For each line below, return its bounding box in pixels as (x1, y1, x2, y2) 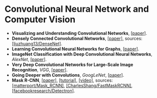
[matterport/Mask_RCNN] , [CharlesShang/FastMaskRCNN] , (11, 82, 133, 88)
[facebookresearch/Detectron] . (11, 88, 75, 94)
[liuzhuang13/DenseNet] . (11, 40, 63, 46)
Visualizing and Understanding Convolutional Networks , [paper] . (11, 30, 147, 36)
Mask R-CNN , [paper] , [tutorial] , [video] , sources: (11, 77, 113, 83)
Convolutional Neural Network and (4, 3, 149, 15)
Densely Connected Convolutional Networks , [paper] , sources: (11, 35, 143, 41)
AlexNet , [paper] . (11, 56, 47, 62)
